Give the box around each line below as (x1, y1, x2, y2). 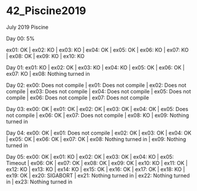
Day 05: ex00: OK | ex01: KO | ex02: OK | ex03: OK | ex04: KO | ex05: (6, 153, 174, 160)
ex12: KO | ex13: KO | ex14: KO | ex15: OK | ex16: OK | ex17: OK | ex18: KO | (6, 166, 185, 173)
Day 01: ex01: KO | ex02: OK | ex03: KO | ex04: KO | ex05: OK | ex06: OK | (6, 63, 185, 71)
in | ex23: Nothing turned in (6, 178, 72, 185)
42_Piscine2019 (6, 4, 86, 18)
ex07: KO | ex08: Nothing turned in (6, 70, 90, 77)
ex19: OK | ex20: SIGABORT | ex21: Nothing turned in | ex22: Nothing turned (6, 172, 190, 179)
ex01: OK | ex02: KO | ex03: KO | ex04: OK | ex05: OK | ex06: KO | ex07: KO (6, 46, 189, 53)
